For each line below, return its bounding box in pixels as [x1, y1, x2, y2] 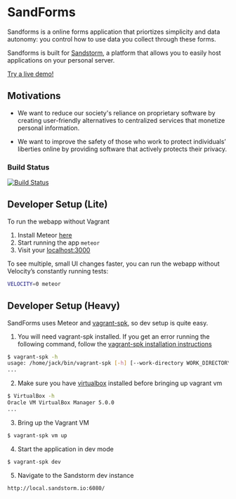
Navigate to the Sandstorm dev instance [17, 471, 134, 479]
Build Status [7, 162, 50, 172]
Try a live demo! [7, 70, 54, 78]
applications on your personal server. [7, 56, 115, 64]
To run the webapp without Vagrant [7, 217, 110, 226]
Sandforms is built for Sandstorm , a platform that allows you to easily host [7, 48, 221, 57]
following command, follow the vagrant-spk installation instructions [17, 339, 212, 348]
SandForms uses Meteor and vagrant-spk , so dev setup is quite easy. [7, 318, 209, 327]
